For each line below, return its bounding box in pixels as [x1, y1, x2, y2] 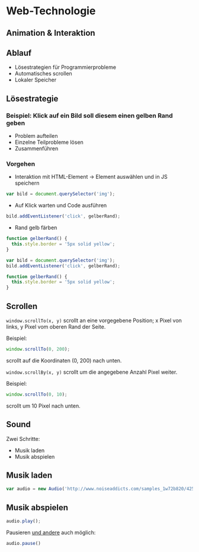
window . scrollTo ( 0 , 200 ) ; [6, 346, 70, 352]
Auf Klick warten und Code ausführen [14, 202, 107, 209]
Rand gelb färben [14, 224, 57, 231]
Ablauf [6, 48, 32, 58]
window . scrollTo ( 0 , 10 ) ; [6, 391, 68, 398]
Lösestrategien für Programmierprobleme [14, 64, 117, 71]
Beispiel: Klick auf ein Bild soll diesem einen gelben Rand [6, 111, 173, 119]
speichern [14, 179, 40, 187]
